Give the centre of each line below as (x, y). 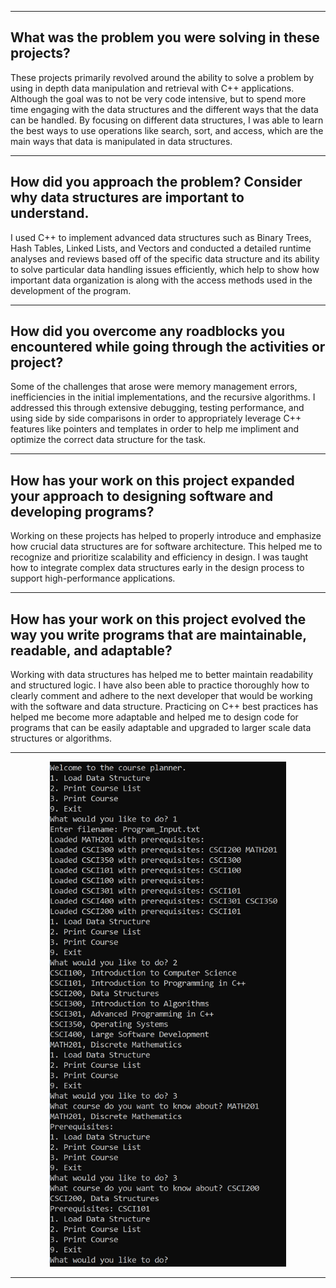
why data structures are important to (127, 197)
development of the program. (71, 290)
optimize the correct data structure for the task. (108, 440)
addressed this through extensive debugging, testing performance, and (157, 408)
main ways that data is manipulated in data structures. (121, 141)
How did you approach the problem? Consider (156, 182)
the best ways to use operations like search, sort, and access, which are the (167, 130)
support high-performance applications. (93, 578)
